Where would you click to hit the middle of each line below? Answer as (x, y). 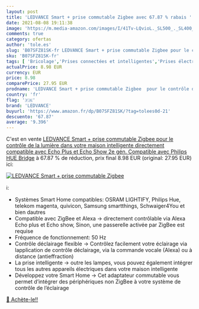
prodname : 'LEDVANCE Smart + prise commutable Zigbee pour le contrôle (98, 89)
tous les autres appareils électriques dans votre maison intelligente (96, 269)
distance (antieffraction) (44, 257)
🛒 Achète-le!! (22, 299)
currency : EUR (24, 72)
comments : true (25, 34)
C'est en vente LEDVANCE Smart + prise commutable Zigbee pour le (90, 139)
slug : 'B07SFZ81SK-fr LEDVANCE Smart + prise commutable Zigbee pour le (98, 51)
